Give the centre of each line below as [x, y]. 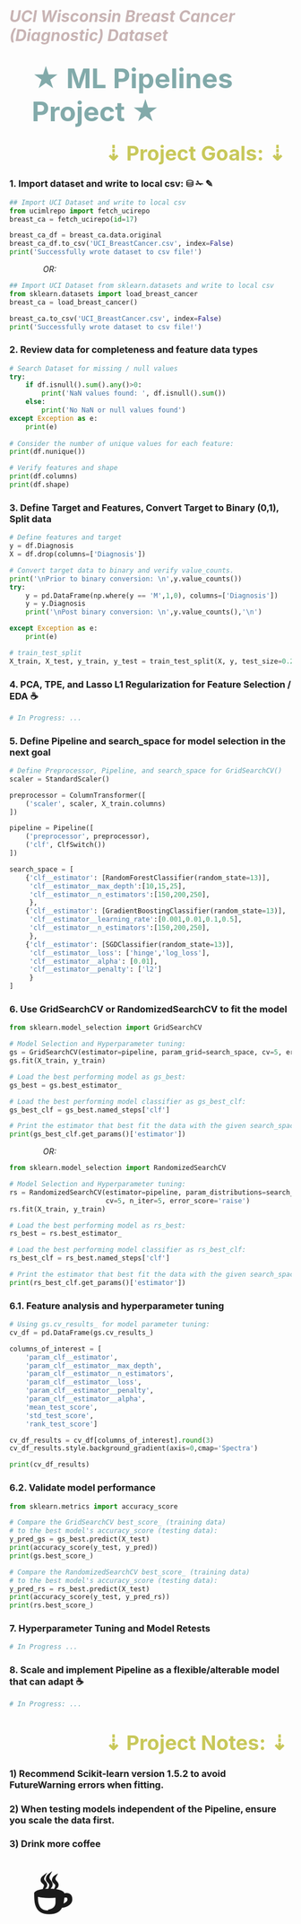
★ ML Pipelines [133, 78]
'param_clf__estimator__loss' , [84, 1382]
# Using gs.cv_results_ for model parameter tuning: [110, 1325]
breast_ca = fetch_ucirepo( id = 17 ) [74, 219]
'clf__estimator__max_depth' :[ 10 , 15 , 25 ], [107, 886]
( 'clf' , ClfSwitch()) [65, 845]
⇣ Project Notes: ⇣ [196, 1742]
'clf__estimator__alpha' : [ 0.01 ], [94, 961]
